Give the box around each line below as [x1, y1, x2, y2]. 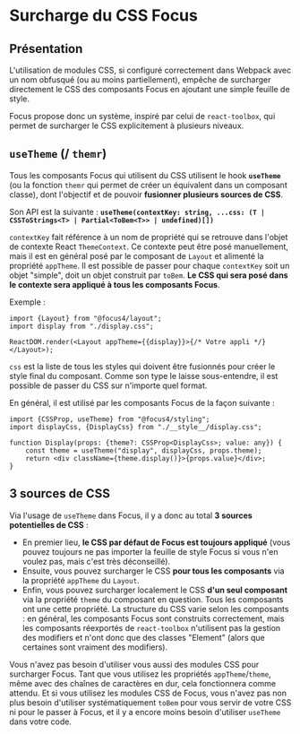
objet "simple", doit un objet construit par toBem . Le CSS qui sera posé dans [9, 270, 288, 281]
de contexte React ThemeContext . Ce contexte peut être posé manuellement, [9, 241, 289, 252]
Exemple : [9, 297, 47, 307]
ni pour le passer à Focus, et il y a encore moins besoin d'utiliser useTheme [9, 706, 281, 717]
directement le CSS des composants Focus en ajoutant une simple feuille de [9, 84, 290, 94]
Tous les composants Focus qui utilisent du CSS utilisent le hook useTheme [9, 169, 281, 180]
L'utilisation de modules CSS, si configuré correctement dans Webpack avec [9, 65, 292, 75]
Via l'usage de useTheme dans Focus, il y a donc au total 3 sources [9, 510, 253, 521]
